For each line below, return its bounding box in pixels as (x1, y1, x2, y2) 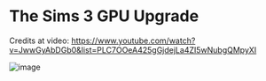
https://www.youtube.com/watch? (70, 35, 196, 46)
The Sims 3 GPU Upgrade (9, 6, 199, 26)
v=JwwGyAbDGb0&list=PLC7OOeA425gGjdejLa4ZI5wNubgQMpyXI (9, 44, 257, 55)
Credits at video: (9, 35, 69, 46)
